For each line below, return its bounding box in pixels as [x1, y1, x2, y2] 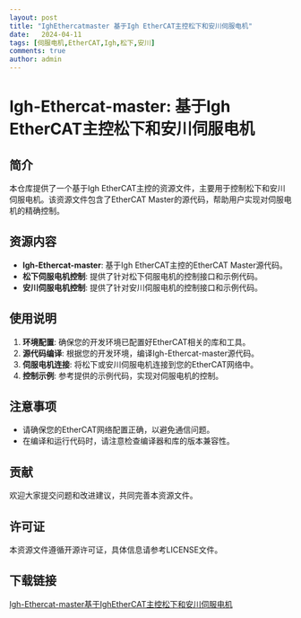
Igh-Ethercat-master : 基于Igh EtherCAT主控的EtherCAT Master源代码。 [21, 260, 288, 270]
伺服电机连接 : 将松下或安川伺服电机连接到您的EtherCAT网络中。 [21, 358, 258, 369]
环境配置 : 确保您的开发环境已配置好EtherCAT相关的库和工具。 [21, 336, 251, 347]
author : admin [9, 55, 63, 64]
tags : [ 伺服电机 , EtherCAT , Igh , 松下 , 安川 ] [9, 38, 155, 48]
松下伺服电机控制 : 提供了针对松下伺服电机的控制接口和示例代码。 [21, 270, 262, 281]
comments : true [9, 47, 66, 56]
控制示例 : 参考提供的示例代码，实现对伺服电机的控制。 [21, 370, 224, 381]
